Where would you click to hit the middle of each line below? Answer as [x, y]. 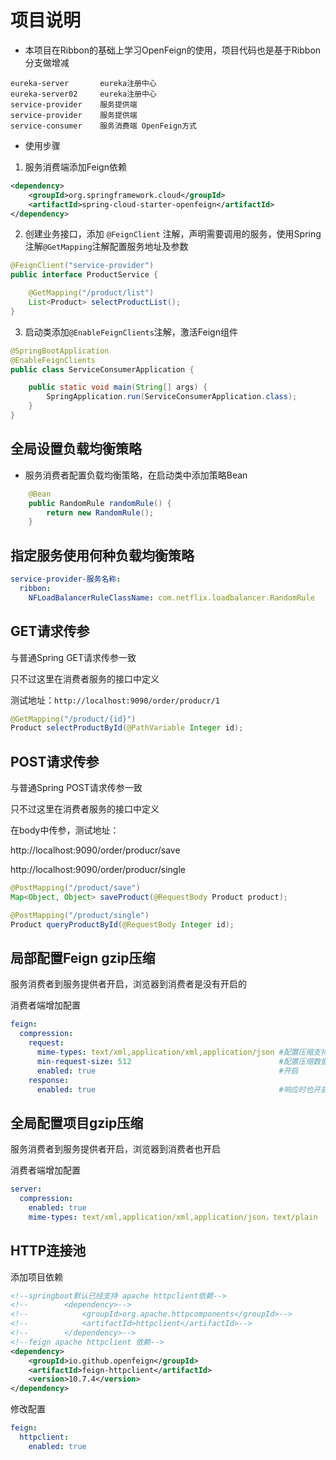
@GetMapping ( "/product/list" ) [91, 293]
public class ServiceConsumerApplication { [102, 369]
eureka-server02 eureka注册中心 [83, 94]
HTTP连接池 [48, 1251]
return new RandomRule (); [100, 512]
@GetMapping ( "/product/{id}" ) [73, 719]
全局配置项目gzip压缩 [77, 1122]
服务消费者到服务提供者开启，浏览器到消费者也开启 [115, 1149]
